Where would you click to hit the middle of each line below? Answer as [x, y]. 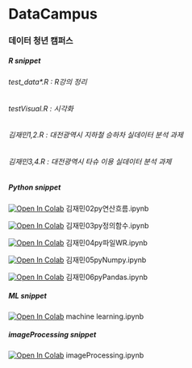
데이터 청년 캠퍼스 [41, 41]
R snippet [25, 61]
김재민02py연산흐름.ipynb [107, 208]
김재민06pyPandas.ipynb [106, 277]
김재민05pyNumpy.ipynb [106, 260]
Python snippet [35, 187]
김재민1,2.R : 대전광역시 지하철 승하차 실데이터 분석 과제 [96, 135]
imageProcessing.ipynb [105, 355]
